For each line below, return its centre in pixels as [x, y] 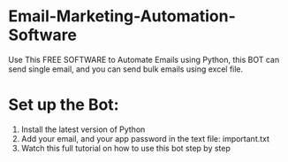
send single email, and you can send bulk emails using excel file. [126, 69]
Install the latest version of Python [83, 129]
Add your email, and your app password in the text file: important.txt [145, 138]
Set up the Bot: [64, 105]
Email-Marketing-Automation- [122, 16]
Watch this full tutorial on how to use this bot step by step [126, 148]
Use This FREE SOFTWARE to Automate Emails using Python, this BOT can [144, 59]
